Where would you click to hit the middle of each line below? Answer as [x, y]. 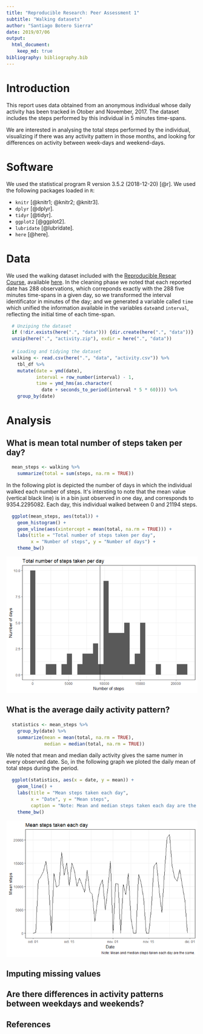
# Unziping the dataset [42, 326]
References [28, 1024]
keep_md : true [35, 52]
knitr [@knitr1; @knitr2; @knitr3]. [57, 202]
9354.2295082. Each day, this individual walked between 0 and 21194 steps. [102, 504]
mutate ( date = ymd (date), [50, 371]
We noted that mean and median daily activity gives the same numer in [95, 755]
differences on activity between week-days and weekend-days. [86, 142]
